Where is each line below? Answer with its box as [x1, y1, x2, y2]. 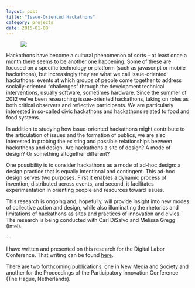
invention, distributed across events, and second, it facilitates [6, 180, 154, 187]
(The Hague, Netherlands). [6, 276, 71, 283]
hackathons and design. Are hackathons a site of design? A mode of [6, 144, 171, 151]
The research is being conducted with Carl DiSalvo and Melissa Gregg [6, 217, 176, 224]
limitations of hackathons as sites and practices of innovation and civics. [6, 210, 182, 217]
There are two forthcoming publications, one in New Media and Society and [6, 263, 189, 270]
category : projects [6, 19, 54, 25]
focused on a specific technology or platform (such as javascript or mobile [6, 64, 186, 71]
